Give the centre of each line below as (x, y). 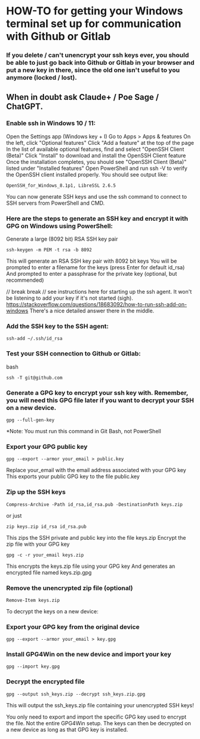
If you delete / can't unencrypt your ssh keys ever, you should (98, 55)
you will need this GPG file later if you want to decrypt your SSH (100, 400)
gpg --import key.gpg (33, 667)
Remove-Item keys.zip (33, 600)
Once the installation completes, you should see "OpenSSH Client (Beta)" (96, 162)
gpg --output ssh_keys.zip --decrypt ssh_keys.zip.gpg (76, 694)
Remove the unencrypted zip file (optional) (70, 588)
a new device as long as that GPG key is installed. (67, 729)
